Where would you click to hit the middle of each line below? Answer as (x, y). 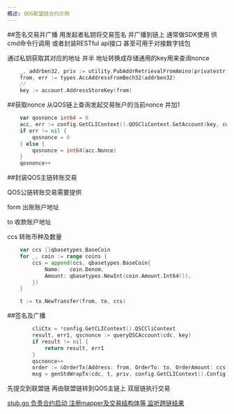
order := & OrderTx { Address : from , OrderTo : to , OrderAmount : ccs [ (131, 368)
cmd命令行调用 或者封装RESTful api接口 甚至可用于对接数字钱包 (99, 43)
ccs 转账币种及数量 (35, 237)
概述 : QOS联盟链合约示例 (38, 14)
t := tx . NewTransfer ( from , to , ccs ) (73, 301)
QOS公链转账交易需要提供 (45, 192)
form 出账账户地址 (33, 207)
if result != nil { (61, 342)
